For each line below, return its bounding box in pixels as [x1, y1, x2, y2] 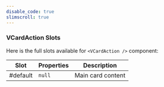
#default [9, 71, 33, 79]
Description [83, 61, 117, 69]
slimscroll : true [6, 14, 49, 20]
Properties [38, 61, 70, 69]
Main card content [74, 71, 126, 79]
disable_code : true [6, 8, 55, 15]
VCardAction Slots [6, 34, 61, 42]
